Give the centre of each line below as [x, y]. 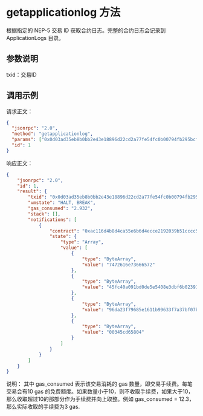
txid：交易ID [22, 74]
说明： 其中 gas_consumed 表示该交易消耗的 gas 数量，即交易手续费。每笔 [100, 384]
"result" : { [32, 191]
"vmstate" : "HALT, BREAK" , [62, 203]
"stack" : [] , [44, 214]
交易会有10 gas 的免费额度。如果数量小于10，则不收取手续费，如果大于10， [100, 392]
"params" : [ [27, 140]
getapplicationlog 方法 [63, 12]
